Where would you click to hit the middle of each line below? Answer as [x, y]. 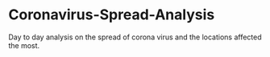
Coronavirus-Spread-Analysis [112, 15]
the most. [24, 45]
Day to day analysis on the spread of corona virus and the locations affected [135, 37]
